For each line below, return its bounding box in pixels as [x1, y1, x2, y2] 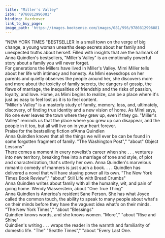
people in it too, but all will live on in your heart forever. [5, 123, 117, 129]
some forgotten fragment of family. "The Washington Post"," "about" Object [5, 138, 159, 144]
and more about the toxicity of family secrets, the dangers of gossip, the [5, 81, 152, 87]
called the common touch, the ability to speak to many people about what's [5, 196, 158, 202]
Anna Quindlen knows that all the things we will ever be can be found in [5, 134, 150, 139]
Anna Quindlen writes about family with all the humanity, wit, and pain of [5, 180, 152, 186]
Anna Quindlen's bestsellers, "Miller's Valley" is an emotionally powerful [5, 55, 151, 61]
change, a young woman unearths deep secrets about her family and [5, 44, 145, 50]
